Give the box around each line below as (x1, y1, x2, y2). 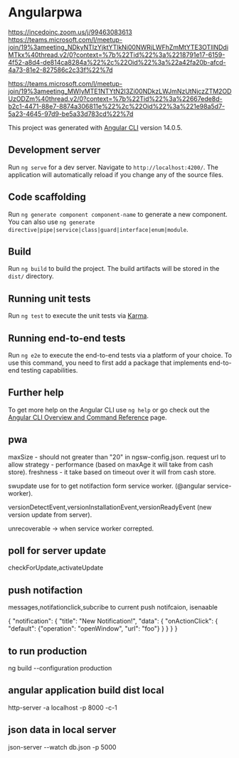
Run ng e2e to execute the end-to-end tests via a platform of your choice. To (8, 351, 233, 359)
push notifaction (8, 584, 83, 596)
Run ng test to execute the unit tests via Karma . (8, 311, 149, 320)
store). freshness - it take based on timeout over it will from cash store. (8, 467, 216, 476)
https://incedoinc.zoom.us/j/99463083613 (8, 28, 132, 36)
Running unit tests (8, 292, 91, 304)
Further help (8, 387, 65, 399)
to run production (8, 645, 87, 657)
